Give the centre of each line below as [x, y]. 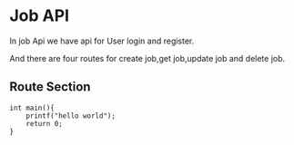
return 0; [45, 123]
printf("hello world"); [71, 116]
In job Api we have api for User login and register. [102, 41]
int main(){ [32, 108]
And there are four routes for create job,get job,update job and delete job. [147, 58]
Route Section [50, 87]
